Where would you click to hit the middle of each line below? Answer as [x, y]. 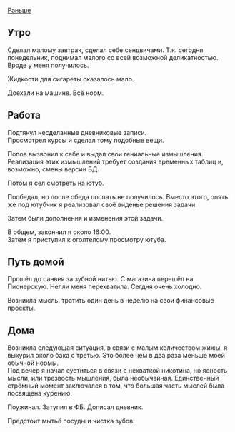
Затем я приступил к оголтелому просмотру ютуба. [87, 239]
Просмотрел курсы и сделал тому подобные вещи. [86, 140]
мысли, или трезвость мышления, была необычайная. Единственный [113, 378]
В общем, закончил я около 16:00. [59, 232]
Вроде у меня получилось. [48, 65]
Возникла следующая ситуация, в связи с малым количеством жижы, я [117, 348]
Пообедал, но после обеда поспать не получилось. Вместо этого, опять [118, 196]
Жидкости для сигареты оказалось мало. [71, 79]
